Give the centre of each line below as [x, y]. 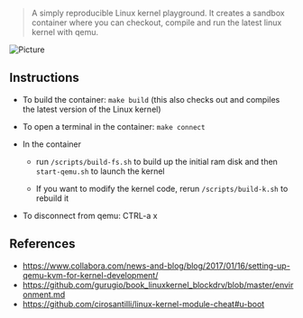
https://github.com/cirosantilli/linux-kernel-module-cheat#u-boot [143, 304]
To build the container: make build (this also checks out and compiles [151, 99]
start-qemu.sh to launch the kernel [100, 171]
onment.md [44, 294]
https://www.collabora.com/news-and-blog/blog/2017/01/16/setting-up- [156, 266]
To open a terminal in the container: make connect [114, 126]
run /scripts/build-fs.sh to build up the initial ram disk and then [156, 161]
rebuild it [52, 198]
